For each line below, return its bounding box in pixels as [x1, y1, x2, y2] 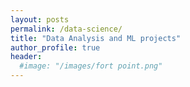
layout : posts [10, 14, 70, 25]
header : [10, 52, 43, 62]
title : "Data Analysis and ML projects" [10, 33, 182, 43]
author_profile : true [10, 42, 101, 53]
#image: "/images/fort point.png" [19, 61, 163, 71]
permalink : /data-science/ [10, 24, 123, 34]
